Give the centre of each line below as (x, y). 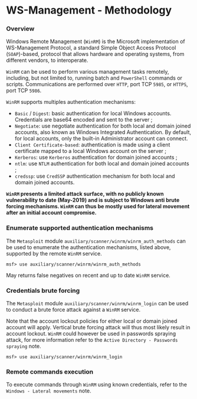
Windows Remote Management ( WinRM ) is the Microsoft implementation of (96, 41)
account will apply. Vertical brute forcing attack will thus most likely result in (98, 328)
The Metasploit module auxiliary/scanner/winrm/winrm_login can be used (97, 303)
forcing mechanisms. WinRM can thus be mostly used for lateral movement (98, 207)
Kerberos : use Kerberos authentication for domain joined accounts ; (96, 158)
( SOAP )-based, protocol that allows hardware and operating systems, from (95, 54)
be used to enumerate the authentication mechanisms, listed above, (88, 247)
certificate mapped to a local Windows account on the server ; (91, 151)
